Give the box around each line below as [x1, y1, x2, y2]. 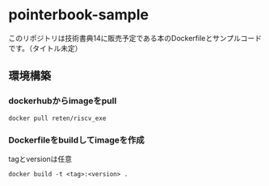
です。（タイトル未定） [8, 43, 82, 53]
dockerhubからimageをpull [8, 95, 117, 106]
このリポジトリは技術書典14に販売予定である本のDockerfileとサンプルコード [8, 33, 263, 43]
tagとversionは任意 [8, 154, 73, 163]
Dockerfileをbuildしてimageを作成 [8, 134, 145, 146]
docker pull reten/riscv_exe [8, 114, 107, 122]
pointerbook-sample [8, 6, 149, 24]
